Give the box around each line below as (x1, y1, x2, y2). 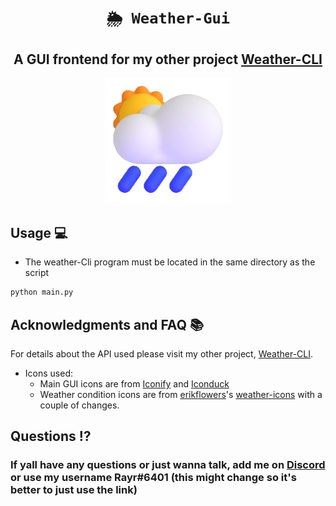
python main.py (10, 287, 74, 298)
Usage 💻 (10, 224, 68, 241)
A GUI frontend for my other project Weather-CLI (13, 51, 323, 68)
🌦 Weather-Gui (105, 9, 231, 28)
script (24, 267, 50, 279)
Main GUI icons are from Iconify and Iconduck (39, 378, 230, 390)
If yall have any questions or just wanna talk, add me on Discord (10, 458, 326, 472)
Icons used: (24, 367, 73, 380)
